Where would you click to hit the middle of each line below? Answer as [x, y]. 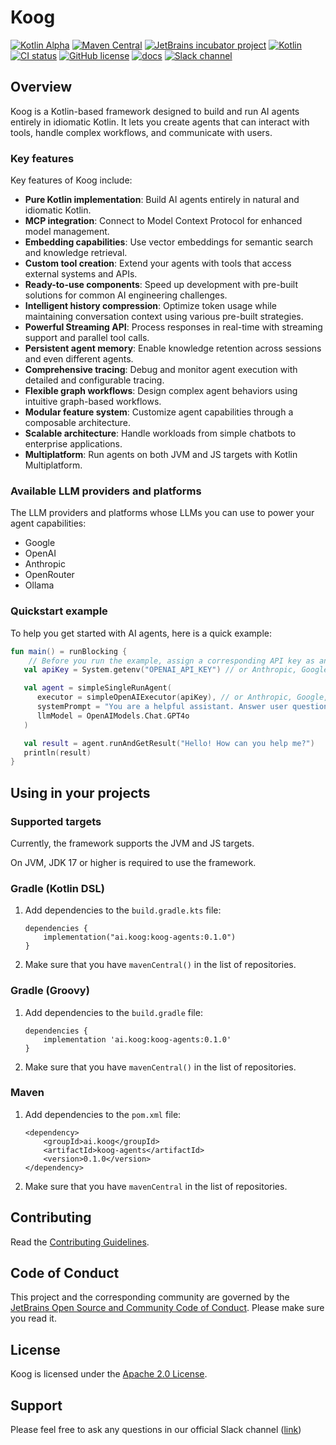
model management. [67, 232]
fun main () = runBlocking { [69, 651]
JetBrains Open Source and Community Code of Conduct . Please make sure [167, 1308]
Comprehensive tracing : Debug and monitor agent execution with [161, 370]
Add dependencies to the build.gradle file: [113, 1012]
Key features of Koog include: [71, 180]
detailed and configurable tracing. [94, 380]
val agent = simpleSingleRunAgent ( [97, 688]
